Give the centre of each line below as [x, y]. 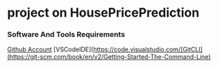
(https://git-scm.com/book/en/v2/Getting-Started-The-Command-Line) [109, 57]
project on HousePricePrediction [103, 13]
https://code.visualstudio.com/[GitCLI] [148, 49]
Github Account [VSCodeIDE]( [50, 49]
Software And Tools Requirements [66, 35]
